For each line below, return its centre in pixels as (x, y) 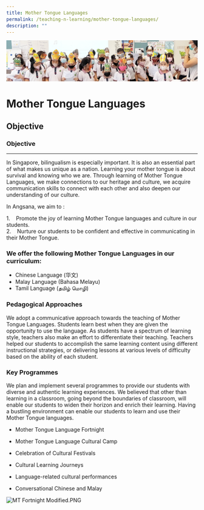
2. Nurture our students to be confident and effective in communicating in (101, 232)
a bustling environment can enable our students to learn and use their (93, 411)
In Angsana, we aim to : (36, 207)
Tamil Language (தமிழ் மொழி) (52, 288)
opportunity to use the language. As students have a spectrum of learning (99, 331)
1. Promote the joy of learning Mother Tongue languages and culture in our (102, 218)
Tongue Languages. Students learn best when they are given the (87, 324)
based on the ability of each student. (52, 356)
